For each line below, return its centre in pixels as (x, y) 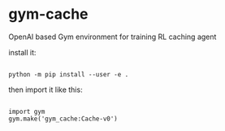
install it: (22, 52)
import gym (27, 111)
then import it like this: (45, 90)
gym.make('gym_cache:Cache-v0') (63, 119)
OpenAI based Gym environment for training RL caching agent (112, 37)
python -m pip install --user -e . (69, 74)
